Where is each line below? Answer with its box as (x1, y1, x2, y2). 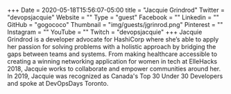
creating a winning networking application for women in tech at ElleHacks (7, 57, 217, 65)
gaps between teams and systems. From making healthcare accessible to (7, 50, 217, 58)
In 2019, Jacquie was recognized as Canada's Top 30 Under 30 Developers (7, 72, 223, 80)
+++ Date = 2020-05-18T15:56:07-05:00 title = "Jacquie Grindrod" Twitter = (7, 6, 225, 14)
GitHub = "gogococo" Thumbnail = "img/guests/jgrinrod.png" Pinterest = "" (7, 21, 223, 28)
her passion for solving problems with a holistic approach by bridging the (7, 43, 216, 50)
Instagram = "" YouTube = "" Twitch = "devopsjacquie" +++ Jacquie (7, 28, 203, 36)
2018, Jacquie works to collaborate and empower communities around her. (7, 65, 221, 73)
